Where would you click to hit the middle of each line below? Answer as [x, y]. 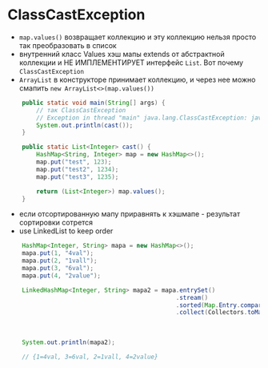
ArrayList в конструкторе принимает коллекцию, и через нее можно [137, 79]
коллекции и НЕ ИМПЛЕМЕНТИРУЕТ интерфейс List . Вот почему [131, 63]
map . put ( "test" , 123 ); [74, 162]
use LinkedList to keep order [66, 231]
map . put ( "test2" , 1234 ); [78, 169]
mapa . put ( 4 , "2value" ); [62, 275]
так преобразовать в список [68, 45]
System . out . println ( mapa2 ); [68, 342]
